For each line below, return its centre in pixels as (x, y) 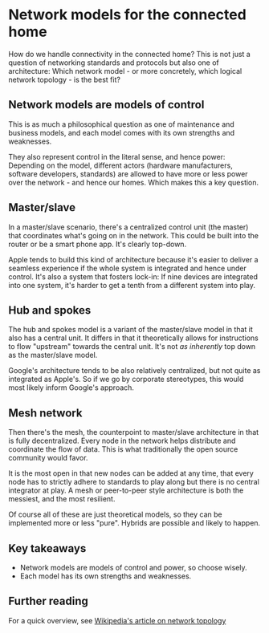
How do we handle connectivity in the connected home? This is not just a (129, 54)
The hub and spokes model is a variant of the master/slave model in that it (130, 330)
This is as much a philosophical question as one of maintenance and (121, 124)
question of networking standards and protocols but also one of (114, 63)
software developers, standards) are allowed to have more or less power (128, 173)
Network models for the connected (127, 15)
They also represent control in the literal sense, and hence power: (117, 156)
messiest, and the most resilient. (62, 499)
